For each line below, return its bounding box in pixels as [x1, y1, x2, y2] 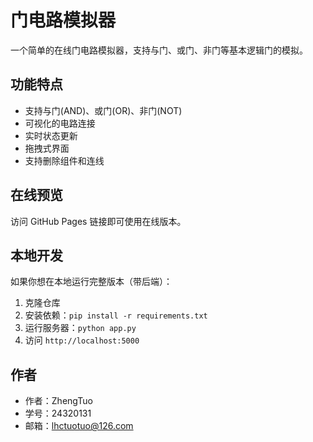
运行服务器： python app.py [24, 322, 137, 334]
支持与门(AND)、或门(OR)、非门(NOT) [24, 104, 183, 116]
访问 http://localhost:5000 [24, 334, 140, 346]
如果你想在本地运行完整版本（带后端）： [10, 276, 173, 288]
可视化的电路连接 [24, 117, 96, 129]
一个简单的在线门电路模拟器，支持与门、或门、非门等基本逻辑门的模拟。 [10, 44, 308, 56]
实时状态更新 [24, 129, 78, 141]
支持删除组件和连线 [24, 154, 105, 166]
